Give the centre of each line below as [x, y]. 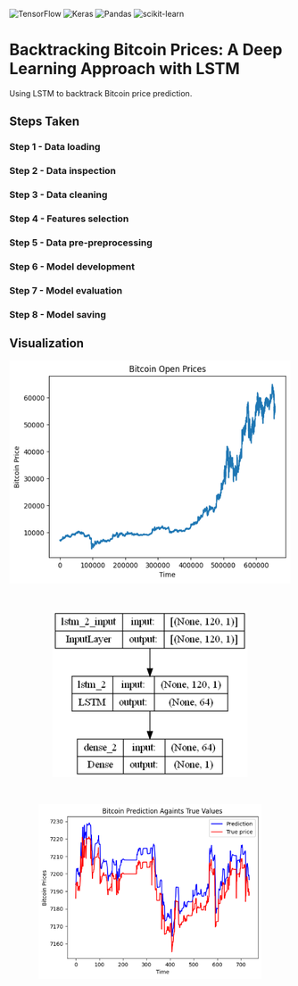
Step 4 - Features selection [69, 219]
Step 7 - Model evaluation [66, 290]
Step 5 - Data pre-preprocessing [81, 243]
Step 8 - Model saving [58, 314]
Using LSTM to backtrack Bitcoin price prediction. [101, 93]
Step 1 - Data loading [55, 147]
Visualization [47, 344]
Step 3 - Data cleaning [58, 195]
